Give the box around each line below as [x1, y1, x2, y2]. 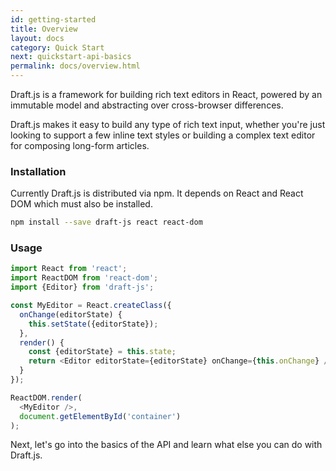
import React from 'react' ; [10, 264, 128, 274]
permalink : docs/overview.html [10, 61, 141, 71]
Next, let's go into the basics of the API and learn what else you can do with [10, 439, 323, 451]
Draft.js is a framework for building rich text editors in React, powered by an [10, 89, 323, 100]
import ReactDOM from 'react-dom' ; [10, 273, 159, 283]
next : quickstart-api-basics [10, 52, 132, 62]
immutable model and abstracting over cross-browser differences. [10, 99, 284, 111]
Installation [10, 164, 67, 178]
